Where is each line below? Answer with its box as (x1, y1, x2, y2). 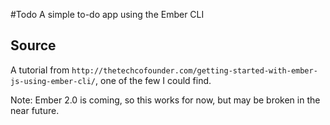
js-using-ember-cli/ (10, 76, 97, 86)
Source (10, 37, 57, 54)
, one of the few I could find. (95, 74, 212, 86)
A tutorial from (10, 64, 70, 76)
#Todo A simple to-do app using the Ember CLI (10, 9, 205, 20)
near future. (10, 104, 60, 116)
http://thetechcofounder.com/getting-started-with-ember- (71, 65, 318, 76)
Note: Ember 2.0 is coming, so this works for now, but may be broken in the (10, 94, 321, 106)
